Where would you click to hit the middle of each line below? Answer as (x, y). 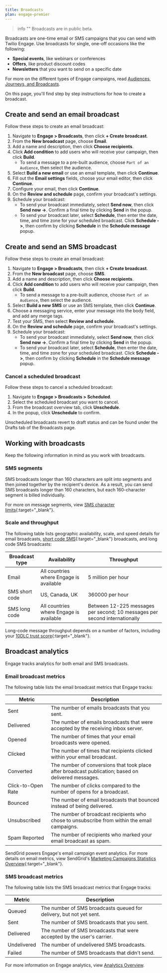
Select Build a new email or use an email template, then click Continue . (85, 173)
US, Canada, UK (59, 594)
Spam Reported (26, 838)
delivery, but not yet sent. (71, 914)
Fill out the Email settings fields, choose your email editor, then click (83, 178)
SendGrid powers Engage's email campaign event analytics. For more (77, 853)
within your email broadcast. (84, 757)
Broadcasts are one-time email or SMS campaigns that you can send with (81, 38)
